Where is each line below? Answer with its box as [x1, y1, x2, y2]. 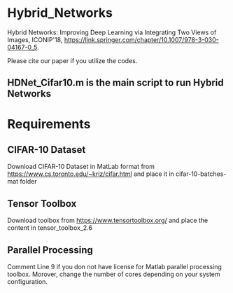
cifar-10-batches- [176, 170, 227, 178]
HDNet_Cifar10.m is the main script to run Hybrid [7, 77, 224, 89]
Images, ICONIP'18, [7, 35, 63, 43]
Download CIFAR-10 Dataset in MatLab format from [7, 163, 155, 171]
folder [20, 177, 37, 186]
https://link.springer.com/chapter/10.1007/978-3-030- [64, 35, 219, 43]
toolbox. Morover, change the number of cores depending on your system [7, 270, 220, 278]
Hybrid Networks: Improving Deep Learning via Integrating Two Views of [7, 28, 217, 36]
